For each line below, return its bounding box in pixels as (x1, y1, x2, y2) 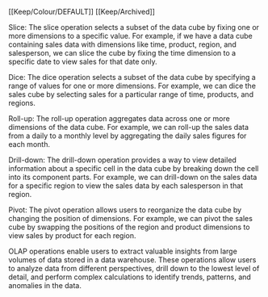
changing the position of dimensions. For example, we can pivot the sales (8, 214, 253, 223)
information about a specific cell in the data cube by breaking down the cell (8, 164, 259, 173)
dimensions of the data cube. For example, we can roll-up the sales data (8, 123, 249, 132)
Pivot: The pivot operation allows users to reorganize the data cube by (8, 205, 242, 215)
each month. (8, 140, 51, 148)
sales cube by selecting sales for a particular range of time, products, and (8, 90, 254, 99)
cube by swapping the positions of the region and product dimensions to (8, 222, 250, 232)
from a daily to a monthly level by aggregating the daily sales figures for (8, 131, 247, 140)
